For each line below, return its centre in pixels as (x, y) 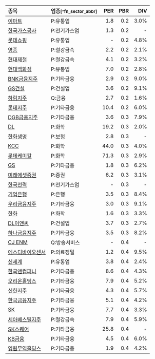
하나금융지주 (22, 233)
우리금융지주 (22, 204)
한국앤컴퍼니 (22, 271)
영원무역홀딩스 (25, 348)
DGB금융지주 (23, 117)
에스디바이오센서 (27, 252)
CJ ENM (18, 242)
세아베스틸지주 (25, 319)
